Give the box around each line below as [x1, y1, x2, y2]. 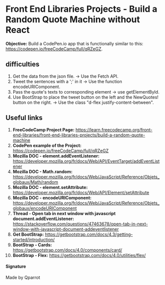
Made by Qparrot [5, 274, 41, 280]
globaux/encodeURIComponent [12, 205, 77, 211]
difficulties [5, 60, 40, 68]
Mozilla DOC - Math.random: [12, 168, 73, 174]
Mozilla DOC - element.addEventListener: [12, 153, 100, 158]
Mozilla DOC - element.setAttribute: [12, 184, 88, 190]
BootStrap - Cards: [12, 242, 52, 248]
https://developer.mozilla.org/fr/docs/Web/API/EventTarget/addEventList [12, 158, 160, 164]
